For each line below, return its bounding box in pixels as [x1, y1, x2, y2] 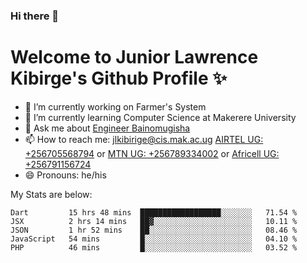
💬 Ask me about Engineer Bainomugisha [24, 122, 191, 134]
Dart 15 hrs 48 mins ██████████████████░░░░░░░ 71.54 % [10, 207, 298, 218]
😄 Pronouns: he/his [24, 169, 107, 181]
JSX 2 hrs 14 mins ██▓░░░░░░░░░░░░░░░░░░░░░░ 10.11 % [10, 216, 298, 226]
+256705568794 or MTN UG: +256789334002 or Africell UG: [24, 147, 280, 159]
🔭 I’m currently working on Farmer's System [24, 100, 207, 113]
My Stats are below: [10, 188, 93, 200]
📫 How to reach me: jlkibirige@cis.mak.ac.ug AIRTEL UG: [24, 133, 264, 145]
